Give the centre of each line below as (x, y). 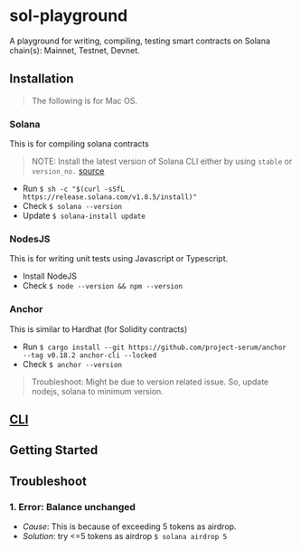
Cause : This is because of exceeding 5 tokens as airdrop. (129, 526)
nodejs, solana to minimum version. (98, 391)
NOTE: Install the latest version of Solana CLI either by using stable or (162, 161)
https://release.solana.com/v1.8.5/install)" (109, 197)
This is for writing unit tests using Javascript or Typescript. (119, 259)
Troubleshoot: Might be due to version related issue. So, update (150, 382)
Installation (42, 79)
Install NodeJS (50, 276)
